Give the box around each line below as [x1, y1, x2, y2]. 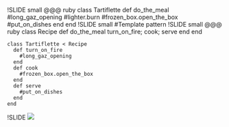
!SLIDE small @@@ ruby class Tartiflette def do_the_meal [7, 6, 169, 14]
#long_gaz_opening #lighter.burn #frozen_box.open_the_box [7, 13, 178, 21]
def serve [13, 83, 41, 89]
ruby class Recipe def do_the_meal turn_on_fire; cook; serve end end [7, 27, 202, 36]
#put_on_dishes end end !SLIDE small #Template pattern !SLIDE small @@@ [7, 20, 223, 28]
